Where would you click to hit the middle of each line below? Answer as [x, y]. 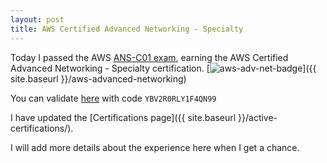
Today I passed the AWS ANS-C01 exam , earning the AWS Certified [149, 57]
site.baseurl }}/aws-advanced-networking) [98, 78]
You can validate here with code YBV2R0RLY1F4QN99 [113, 98]
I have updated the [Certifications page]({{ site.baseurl [123, 117]
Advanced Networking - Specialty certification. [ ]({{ [163, 68]
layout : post [37, 19]
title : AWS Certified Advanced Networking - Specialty [127, 29]
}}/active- [258, 117]
